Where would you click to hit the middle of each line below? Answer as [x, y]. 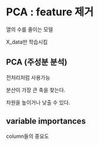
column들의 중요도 [28, 136]
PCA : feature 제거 [50, 12]
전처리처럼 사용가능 [28, 77]
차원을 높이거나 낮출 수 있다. [38, 102]
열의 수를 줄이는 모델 [30, 29]
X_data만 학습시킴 [27, 42]
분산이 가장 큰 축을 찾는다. [36, 90]
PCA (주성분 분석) [37, 62]
